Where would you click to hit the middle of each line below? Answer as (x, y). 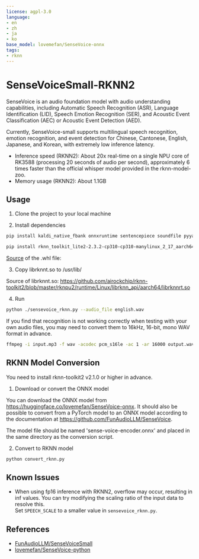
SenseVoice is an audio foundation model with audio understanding (88, 101)
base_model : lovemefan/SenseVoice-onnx (55, 45)
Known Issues (33, 477)
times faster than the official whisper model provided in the (86, 168)
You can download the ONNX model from (57, 400)
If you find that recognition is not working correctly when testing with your (97, 321)
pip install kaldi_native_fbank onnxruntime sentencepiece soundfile (94, 236)
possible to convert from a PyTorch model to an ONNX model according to (97, 413)
